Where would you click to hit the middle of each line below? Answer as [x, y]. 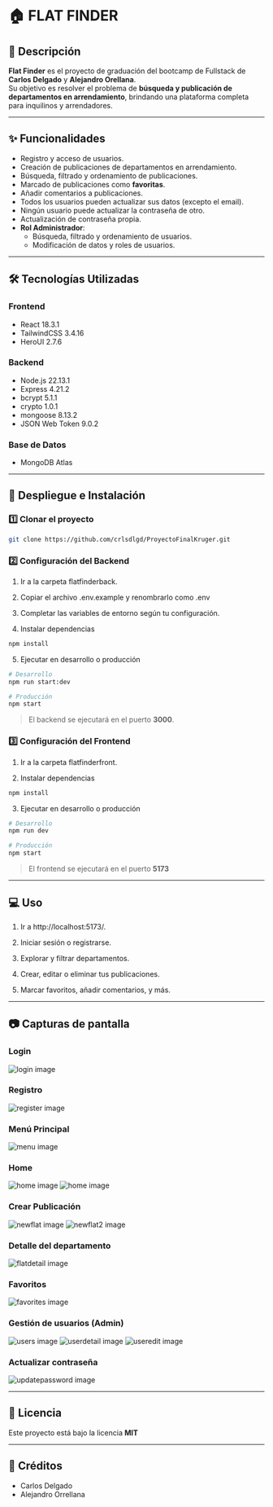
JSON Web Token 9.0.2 [59, 424]
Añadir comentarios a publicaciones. [82, 193]
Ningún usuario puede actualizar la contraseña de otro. [113, 210]
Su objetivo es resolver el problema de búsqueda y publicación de [121, 88]
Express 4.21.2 [45, 389]
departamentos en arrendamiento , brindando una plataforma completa [129, 97]
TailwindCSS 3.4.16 [52, 333]
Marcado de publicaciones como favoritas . [93, 184]
